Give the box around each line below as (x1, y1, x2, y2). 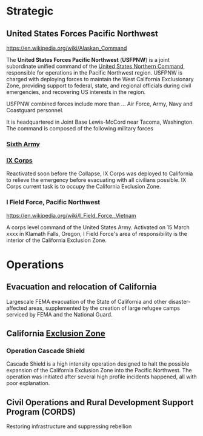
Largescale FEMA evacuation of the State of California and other (6, 298, 167, 305)
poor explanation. (6, 380, 50, 387)
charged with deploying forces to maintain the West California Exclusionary (6, 76, 194, 82)
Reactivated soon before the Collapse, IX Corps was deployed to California (6, 170, 193, 177)
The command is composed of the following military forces (6, 125, 153, 132)
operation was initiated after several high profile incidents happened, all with (6, 373, 197, 380)
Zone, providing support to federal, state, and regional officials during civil (6, 82, 191, 89)
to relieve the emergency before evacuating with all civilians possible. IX (6, 176, 187, 184)
